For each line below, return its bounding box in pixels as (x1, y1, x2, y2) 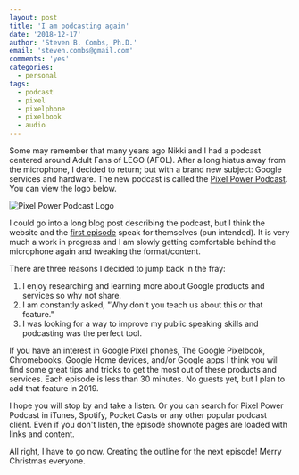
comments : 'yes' (9, 54, 70, 63)
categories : (9, 63, 54, 72)
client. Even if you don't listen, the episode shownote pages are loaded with (9, 420, 288, 430)
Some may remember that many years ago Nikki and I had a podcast (9, 145, 262, 156)
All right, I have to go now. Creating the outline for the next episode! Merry (9, 446, 283, 456)
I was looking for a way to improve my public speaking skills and (21, 318, 259, 329)
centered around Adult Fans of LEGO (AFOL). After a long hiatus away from (9, 155, 286, 165)
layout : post (9, 12, 58, 22)
